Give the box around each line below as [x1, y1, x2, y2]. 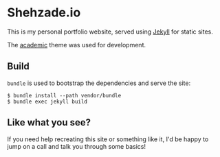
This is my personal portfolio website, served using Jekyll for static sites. [7, 27, 213, 36]
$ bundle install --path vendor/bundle [7, 92, 122, 99]
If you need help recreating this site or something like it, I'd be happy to [7, 135, 209, 143]
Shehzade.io [7, 5, 81, 21]
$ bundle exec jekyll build [7, 98, 88, 105]
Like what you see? [7, 117, 91, 128]
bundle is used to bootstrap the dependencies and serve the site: [7, 79, 191, 87]
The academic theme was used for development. [7, 40, 146, 49]
